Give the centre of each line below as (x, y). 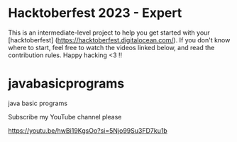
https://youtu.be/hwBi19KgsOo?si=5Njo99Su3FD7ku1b (88, 130)
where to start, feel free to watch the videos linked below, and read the (111, 47)
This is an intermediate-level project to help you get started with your (109, 32)
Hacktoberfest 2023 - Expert (95, 13)
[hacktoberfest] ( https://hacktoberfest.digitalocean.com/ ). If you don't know (119, 40)
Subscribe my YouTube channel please (65, 117)
